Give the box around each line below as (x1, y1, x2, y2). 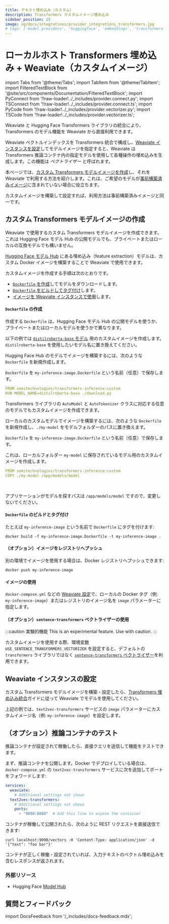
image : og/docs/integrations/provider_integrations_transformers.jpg (5, 21, 155, 27)
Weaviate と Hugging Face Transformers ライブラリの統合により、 (5, 122, 144, 128)
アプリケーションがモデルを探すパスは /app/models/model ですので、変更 (5, 493, 156, 499)
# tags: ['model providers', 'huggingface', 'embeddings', (5, 26, 132, 31)
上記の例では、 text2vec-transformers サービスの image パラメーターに (5, 706, 152, 712)
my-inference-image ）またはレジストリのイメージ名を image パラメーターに (5, 598, 161, 604)
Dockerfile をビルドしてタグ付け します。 (12, 287, 98, 293)
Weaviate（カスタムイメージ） (24, 62, 153, 74)
